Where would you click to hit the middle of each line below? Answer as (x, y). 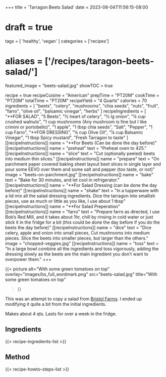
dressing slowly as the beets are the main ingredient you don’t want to (77, 254)
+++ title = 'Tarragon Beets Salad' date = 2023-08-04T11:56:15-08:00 (77, 7)
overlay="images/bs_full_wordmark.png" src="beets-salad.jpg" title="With (81, 274)
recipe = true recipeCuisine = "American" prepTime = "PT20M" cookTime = (82, 95)
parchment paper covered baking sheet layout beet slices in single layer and (83, 164)
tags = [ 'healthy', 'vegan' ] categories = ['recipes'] (57, 41)
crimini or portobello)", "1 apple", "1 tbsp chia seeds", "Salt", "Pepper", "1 (79, 127)
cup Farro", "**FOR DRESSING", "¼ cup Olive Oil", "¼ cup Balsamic (74, 132)
